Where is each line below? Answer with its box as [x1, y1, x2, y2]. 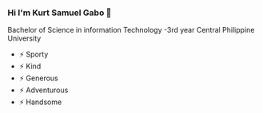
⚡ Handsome [18, 97, 62, 107]
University [7, 33, 42, 43]
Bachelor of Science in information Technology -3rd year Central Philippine [7, 25, 255, 35]
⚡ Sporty [18, 49, 49, 59]
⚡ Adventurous [18, 85, 69, 95]
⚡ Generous [18, 73, 58, 83]
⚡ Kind [18, 61, 42, 71]
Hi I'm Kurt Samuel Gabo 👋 [7, 7, 112, 18]
